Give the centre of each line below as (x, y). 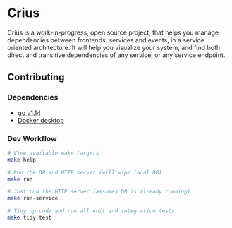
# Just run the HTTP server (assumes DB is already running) (99, 192)
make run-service (33, 198)
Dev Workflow (32, 138)
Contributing (36, 77)
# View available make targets (53, 153)
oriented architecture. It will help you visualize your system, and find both (114, 47)
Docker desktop (41, 120)
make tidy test (30, 218)
